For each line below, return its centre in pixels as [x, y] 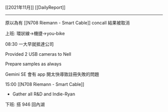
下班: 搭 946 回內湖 [25, 104]
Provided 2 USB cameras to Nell [38, 54]
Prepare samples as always [33, 64]
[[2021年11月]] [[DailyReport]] [35, 7]
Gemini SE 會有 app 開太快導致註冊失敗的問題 [52, 74]
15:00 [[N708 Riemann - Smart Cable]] [45, 84]
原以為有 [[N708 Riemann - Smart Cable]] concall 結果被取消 [67, 23]
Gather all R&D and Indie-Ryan [44, 94]
